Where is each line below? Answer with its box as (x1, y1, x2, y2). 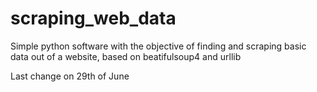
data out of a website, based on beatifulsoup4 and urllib (10, 50, 242, 62)
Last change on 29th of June (10, 70, 130, 82)
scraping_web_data (10, 7, 177, 30)
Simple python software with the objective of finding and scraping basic (10, 40, 307, 52)
